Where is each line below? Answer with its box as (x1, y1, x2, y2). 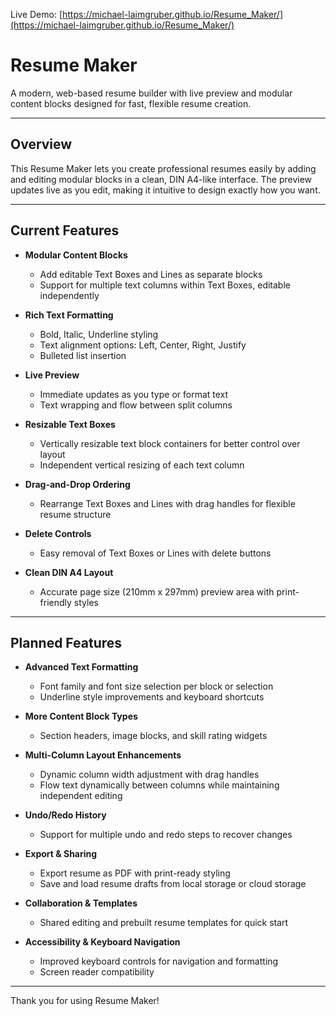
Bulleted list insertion (39, 349, 127, 361)
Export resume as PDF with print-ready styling (39, 867, 231, 879)
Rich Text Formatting (24, 309, 114, 321)
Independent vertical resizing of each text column (39, 459, 245, 471)
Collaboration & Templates (24, 897, 138, 909)
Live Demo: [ (10, 9, 63, 20)
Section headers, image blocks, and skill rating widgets (39, 730, 268, 742)
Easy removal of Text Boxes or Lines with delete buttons (39, 547, 272, 559)
